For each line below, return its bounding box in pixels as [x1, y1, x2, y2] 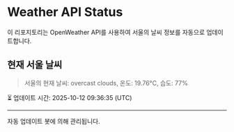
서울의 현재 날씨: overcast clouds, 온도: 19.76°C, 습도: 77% [24, 79, 188, 87]
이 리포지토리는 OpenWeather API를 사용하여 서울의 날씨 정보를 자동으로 [7, 28, 205, 36]
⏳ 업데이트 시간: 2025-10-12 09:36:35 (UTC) [7, 93, 132, 101]
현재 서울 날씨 [7, 59, 63, 71]
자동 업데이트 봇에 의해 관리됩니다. [7, 117, 100, 125]
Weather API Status [7, 4, 123, 20]
